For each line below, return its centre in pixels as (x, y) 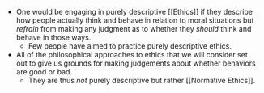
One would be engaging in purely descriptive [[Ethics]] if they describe (134, 12)
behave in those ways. (53, 37)
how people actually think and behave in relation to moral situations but (135, 20)
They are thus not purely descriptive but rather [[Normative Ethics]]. (142, 80)
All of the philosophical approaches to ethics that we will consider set (132, 55)
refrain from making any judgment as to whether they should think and (134, 29)
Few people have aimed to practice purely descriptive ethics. (130, 46)
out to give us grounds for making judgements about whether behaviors (136, 63)
